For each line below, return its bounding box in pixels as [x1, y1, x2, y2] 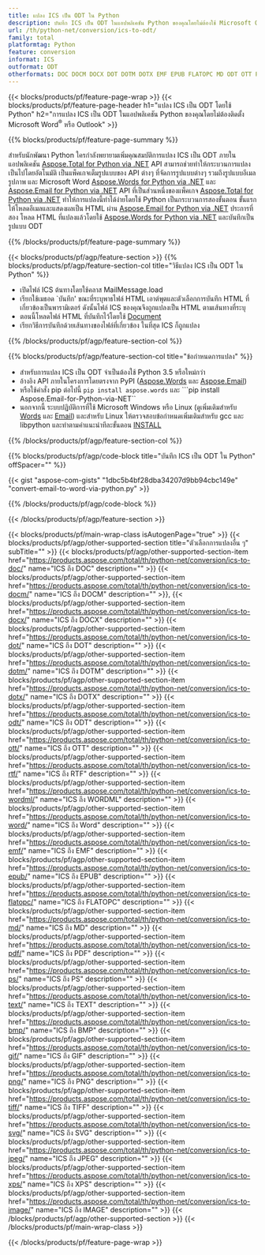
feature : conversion [8, 48, 77, 56]
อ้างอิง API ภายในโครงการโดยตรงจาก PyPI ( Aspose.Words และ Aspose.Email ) [19, 376, 247, 386]
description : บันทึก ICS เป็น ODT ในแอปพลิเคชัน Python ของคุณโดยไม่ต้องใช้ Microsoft [8, 19, 252, 27]
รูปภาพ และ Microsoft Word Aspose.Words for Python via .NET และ [8, 177, 217, 186]
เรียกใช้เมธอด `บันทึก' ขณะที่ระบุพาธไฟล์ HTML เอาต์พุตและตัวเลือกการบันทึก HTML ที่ [19, 294, 250, 304]
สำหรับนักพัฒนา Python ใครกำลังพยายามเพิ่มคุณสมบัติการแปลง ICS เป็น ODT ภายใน [8, 151, 237, 160]
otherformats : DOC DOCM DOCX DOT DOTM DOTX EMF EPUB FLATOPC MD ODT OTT [8, 70, 252, 78]
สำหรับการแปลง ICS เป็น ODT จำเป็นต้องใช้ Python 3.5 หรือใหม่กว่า [19, 368, 206, 377]
